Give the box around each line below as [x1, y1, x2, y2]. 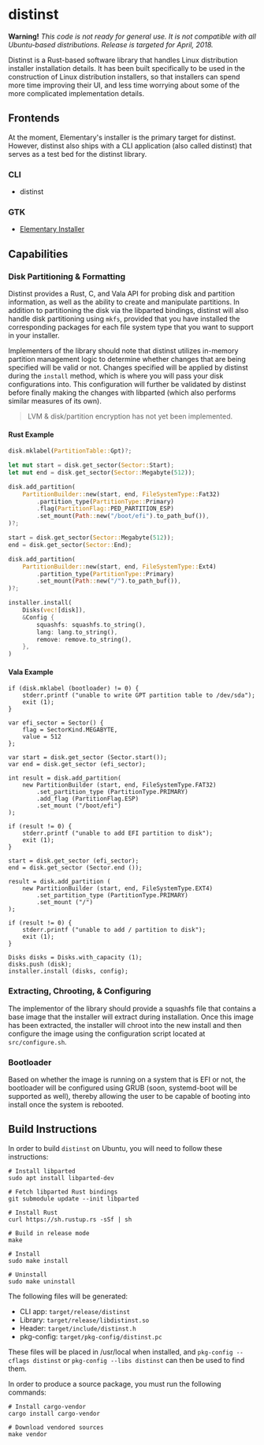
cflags [8, 1357, 30, 1365]
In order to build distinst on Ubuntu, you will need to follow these [8, 1143, 223, 1153]
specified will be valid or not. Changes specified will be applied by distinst [8, 363, 248, 372]
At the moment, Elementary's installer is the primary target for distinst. [8, 132, 236, 142]
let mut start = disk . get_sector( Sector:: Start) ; [8, 461, 175, 470]
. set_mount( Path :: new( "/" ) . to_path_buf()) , [36, 577, 181, 585]
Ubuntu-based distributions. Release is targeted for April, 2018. [8, 39, 214, 49]
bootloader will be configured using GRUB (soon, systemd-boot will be [8, 1083, 238, 1093]
